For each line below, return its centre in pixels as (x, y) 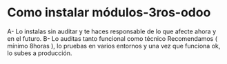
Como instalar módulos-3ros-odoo (109, 13)
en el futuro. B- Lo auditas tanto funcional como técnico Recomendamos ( (112, 38)
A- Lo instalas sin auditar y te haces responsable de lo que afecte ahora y (112, 31)
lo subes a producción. (40, 53)
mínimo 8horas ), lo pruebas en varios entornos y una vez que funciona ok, (114, 46)
